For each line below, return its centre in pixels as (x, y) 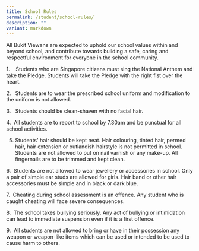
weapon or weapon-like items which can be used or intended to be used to (98, 237)
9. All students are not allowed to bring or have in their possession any (93, 231)
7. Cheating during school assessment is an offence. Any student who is (95, 195)
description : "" (26, 23)
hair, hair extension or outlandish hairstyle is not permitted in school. (98, 147)
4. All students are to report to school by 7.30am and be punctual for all (94, 123)
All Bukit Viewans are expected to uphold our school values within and (92, 45)
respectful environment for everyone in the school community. (82, 58)
